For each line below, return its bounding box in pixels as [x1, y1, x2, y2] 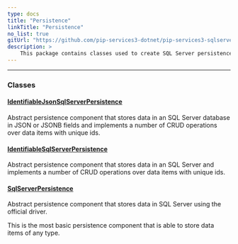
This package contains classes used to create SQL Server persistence [20, 50, 233, 57]
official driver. [7, 207, 47, 216]
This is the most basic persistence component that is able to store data [7, 221, 215, 230]
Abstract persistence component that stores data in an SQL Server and [7, 160, 215, 169]
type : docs [7, 10, 40, 18]
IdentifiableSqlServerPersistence [7, 145, 108, 153]
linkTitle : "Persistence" [7, 23, 84, 30]
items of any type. [7, 228, 60, 238]
